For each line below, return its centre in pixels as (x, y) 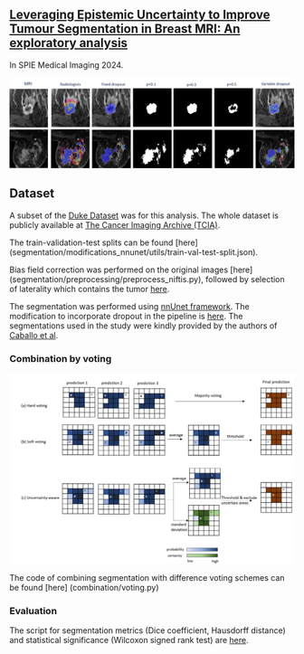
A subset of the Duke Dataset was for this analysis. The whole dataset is (144, 215)
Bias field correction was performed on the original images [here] (131, 270)
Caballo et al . (34, 335)
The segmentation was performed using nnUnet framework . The (130, 306)
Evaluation (33, 611)
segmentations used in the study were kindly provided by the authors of (143, 326)
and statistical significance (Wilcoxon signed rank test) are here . (129, 640)
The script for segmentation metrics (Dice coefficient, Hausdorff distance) (148, 630)
